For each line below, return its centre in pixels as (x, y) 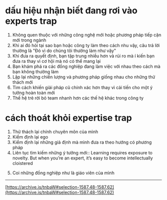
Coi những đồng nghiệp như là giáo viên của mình (63, 173)
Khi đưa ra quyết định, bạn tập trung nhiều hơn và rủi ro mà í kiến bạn (83, 56)
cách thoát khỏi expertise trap (69, 118)
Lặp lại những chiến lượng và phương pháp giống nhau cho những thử (84, 77)
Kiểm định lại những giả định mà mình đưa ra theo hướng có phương (82, 142)
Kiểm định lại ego (30, 137)
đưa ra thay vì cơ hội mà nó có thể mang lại (56, 61)
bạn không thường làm (35, 71)
